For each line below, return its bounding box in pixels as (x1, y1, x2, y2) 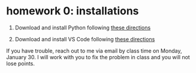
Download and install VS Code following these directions (14, 35, 155, 42)
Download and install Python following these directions (14, 24, 151, 31)
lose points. (6, 60, 35, 67)
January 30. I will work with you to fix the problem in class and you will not (6, 53, 190, 60)
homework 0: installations (6, 4, 139, 18)
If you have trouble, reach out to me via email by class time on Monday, (6, 47, 182, 54)
